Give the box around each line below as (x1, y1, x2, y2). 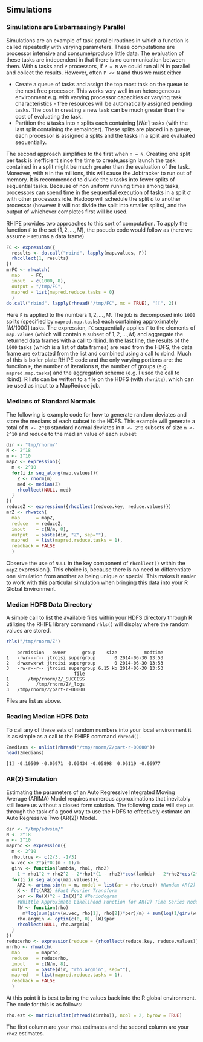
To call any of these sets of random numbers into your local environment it (6, 726, 192, 734)
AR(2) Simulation (6, 775, 57, 783)
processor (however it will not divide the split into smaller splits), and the (6, 201, 187, 209)
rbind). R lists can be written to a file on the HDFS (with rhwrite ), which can (6, 376, 195, 383)
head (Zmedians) (6, 750, 45, 756)
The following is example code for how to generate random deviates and (6, 411, 187, 418)
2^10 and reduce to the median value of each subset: (6, 430, 138, 437)
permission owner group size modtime (17, 650, 164, 656)
